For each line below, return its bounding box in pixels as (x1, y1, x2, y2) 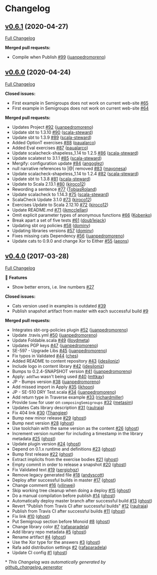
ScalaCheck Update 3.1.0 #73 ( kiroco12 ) (12, 196, 92, 202)
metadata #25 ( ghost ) (12, 436, 56, 441)
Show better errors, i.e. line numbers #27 (12, 284, 94, 290)
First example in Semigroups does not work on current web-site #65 (12, 100, 149, 106)
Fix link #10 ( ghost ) (12, 513, 50, 519)
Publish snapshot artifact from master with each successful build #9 (12, 308, 149, 314)
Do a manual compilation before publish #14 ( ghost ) (12, 493, 116, 498)
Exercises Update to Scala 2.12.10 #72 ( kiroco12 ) (12, 202, 109, 208)
